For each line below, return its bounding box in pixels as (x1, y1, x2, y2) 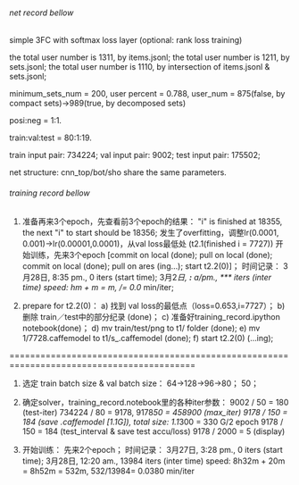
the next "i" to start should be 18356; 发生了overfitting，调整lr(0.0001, (21, 228, 279, 238)
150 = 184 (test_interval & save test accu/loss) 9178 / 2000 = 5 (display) (21, 426, 286, 437)
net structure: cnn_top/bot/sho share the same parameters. (9, 167, 228, 178)
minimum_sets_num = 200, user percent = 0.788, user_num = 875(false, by (9, 88, 286, 99)
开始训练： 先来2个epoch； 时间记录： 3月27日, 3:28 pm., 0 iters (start (21, 445, 283, 456)
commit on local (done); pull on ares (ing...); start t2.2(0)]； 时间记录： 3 (21, 261, 288, 272)
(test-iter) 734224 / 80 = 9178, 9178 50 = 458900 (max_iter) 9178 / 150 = (21, 407, 288, 418)
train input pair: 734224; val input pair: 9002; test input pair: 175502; (9, 150, 261, 161)
